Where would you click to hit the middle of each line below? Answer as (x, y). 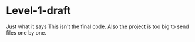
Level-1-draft (39, 11)
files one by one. (26, 32)
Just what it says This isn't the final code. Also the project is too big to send (97, 26)
